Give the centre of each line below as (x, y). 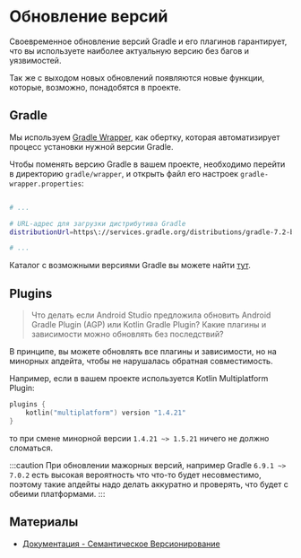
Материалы (44, 522)
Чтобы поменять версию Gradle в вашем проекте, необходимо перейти (147, 164)
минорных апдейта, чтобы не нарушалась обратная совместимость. (141, 362)
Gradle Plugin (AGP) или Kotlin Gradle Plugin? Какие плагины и (149, 325)
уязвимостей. (35, 60)
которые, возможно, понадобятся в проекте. (95, 87)
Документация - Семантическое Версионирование (121, 544)
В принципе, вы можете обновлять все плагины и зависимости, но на (143, 352)
